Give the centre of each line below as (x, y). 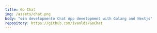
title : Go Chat (20, 9)
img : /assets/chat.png (28, 14)
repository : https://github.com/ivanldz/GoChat (54, 23)
